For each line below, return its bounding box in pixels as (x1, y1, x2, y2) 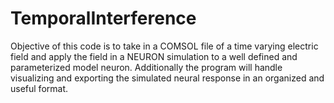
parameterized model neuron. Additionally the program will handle (10, 61, 283, 73)
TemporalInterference (10, 7, 197, 30)
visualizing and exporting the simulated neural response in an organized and (10, 72, 325, 84)
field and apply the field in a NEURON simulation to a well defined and (10, 50, 298, 62)
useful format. (10, 82, 69, 94)
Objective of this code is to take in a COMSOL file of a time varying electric (10, 40, 319, 52)
